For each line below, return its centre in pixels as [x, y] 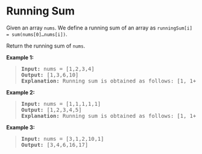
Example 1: [20, 57]
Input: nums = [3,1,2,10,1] [62, 139]
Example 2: [21, 92]
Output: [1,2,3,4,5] [51, 110]
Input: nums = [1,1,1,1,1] [61, 104]
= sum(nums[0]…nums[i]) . [37, 34]
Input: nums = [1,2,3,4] [58, 69]
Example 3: [21, 127]
